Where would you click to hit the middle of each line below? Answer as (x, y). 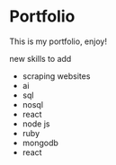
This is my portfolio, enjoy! (58, 41)
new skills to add (40, 58)
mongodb (40, 143)
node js (36, 124)
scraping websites (56, 76)
